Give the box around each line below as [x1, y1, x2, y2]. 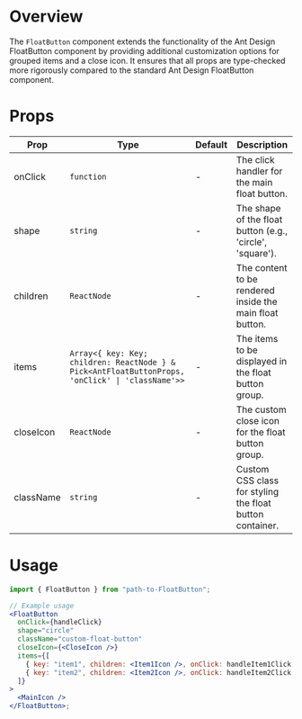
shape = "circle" [17, 626, 75, 635]
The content [235, 261, 288, 274]
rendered [235, 283, 276, 296]
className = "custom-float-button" [17, 634, 143, 644]
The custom [235, 403, 287, 416]
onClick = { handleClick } [17, 618, 102, 627]
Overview [9, 6, 84, 27]
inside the [235, 295, 278, 308]
